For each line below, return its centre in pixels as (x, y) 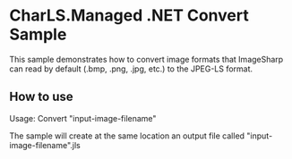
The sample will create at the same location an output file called (127, 136)
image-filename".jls (45, 145)
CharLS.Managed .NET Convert (129, 16)
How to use (41, 97)
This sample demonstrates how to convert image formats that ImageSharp (146, 59)
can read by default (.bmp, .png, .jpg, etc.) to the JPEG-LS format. (131, 69)
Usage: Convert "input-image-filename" (83, 118)
